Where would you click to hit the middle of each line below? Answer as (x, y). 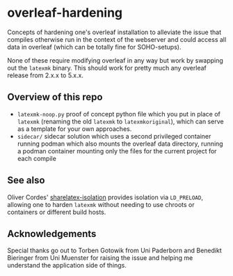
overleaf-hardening (65, 13)
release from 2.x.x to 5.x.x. (45, 75)
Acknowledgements (52, 234)
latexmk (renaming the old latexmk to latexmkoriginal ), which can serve (120, 121)
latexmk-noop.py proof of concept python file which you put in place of (119, 114)
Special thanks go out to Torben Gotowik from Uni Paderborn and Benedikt (114, 251)
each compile (37, 158)
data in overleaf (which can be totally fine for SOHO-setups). (94, 47)
